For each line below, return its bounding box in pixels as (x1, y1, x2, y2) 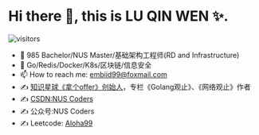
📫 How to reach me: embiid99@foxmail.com (19, 69, 167, 79)
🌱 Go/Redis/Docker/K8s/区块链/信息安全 (19, 60, 152, 70)
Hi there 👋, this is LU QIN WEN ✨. (8, 7, 229, 25)
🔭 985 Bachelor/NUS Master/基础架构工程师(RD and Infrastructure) (19, 50, 240, 60)
